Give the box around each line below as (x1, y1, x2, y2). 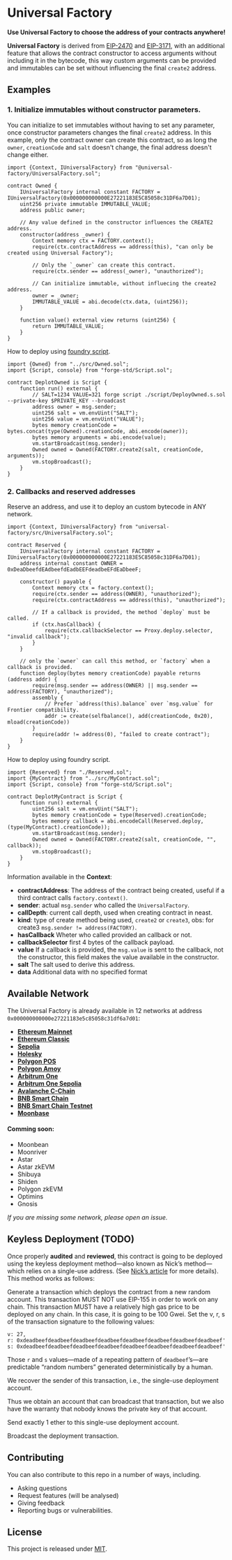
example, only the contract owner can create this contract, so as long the (7, 135, 217, 144)
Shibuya (17, 1170, 41, 1178)
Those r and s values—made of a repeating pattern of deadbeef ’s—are (7, 1355, 209, 1363)
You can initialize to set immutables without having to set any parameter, (7, 121, 215, 129)
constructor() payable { (20, 578, 92, 585)
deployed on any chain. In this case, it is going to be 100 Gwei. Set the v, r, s (7, 1310, 225, 1318)
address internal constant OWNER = (20, 560, 123, 567)
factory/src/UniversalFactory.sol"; (7, 529, 114, 537)
